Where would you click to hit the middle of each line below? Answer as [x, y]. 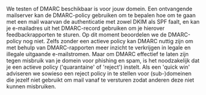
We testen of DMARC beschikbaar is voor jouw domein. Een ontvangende [99, 9]
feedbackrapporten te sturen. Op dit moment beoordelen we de [86, 35]
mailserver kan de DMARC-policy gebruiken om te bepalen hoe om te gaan [101, 15]
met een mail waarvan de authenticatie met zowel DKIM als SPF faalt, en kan [103, 22]
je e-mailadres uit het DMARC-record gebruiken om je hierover [86, 28]
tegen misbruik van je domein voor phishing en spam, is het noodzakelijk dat [103, 61]
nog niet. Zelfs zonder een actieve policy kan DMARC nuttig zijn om [108, 41]
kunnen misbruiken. [31, 86]
